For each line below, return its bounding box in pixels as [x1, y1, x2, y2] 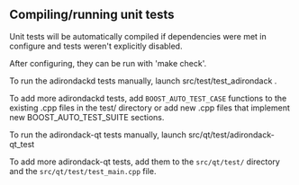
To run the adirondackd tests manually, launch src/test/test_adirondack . [9, 75, 277, 86]
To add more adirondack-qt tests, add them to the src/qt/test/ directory [9, 156, 281, 167]
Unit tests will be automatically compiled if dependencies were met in [9, 31, 267, 41]
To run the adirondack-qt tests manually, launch [9, 129, 186, 140]
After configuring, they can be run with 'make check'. [9, 57, 207, 68]
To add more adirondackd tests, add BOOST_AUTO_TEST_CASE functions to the [9, 92, 287, 103]
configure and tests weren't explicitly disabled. [9, 40, 183, 51]
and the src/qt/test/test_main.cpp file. [9, 165, 157, 176]
